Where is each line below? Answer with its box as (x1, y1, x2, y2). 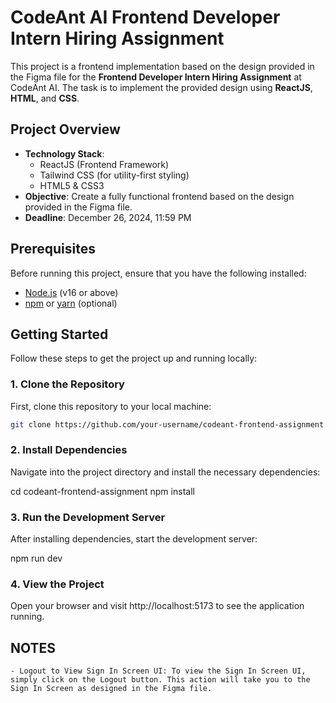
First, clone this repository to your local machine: (10, 400, 212, 412)
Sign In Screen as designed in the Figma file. (10, 684, 213, 694)
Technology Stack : (24, 147, 105, 160)
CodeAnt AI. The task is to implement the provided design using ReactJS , (10, 81, 313, 93)
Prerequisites (10, 241, 96, 258)
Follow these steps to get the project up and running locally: (10, 352, 258, 365)
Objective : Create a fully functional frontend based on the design (24, 190, 295, 202)
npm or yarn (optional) (24, 297, 118, 309)
